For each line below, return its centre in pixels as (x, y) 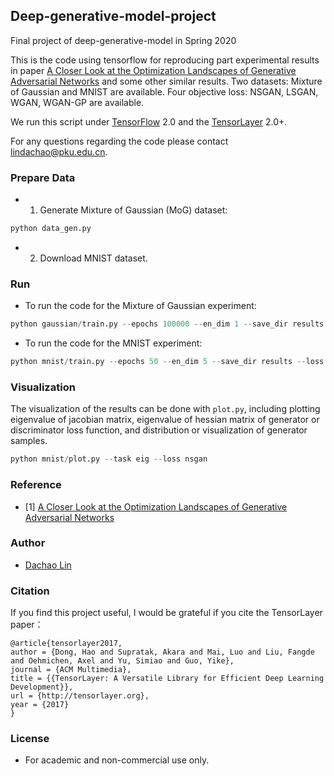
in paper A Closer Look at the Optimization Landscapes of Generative (153, 70)
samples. (29, 441)
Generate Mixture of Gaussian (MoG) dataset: (133, 210)
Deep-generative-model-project (113, 16)
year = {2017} (40, 705)
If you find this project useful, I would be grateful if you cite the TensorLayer (166, 613)
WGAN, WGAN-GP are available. (77, 102)
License (30, 739)
